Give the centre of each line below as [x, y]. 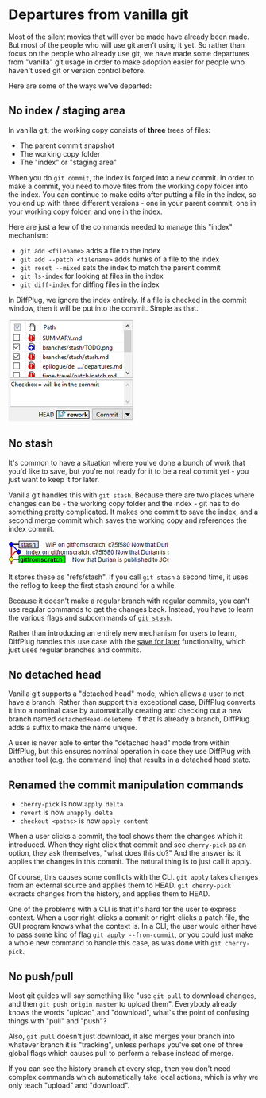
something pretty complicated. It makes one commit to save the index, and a [133, 512]
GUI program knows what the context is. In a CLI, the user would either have [133, 926]
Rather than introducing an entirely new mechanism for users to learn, [122, 632]
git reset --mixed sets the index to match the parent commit [120, 267]
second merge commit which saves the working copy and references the [128, 520]
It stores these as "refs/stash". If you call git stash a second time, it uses [128, 577]
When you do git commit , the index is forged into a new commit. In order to [131, 177]
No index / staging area [67, 111]
